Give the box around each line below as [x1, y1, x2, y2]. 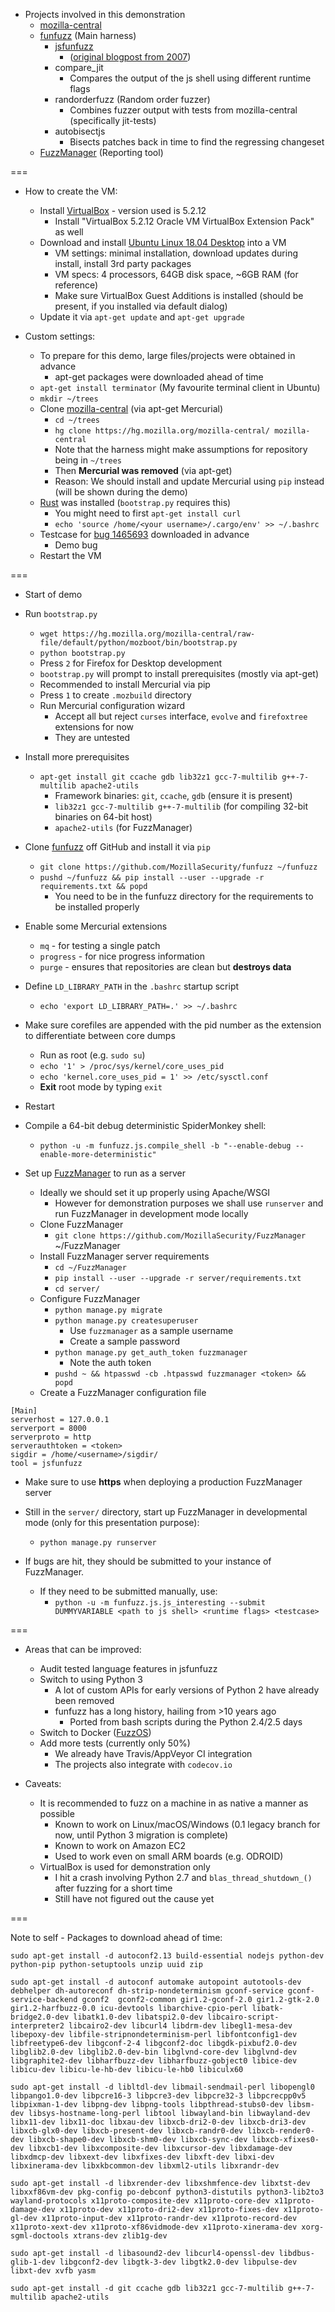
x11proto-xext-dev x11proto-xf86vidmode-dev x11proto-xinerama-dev [10, 2222, 298, 2232]
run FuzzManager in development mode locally [54, 1208, 249, 1219]
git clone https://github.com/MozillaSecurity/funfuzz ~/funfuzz [39, 862, 318, 872]
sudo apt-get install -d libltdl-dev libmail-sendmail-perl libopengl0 [10, 2082, 315, 2092]
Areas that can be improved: [24, 1644, 142, 1655]
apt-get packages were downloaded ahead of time [54, 371, 264, 383]
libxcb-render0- [247, 2126, 315, 2136]
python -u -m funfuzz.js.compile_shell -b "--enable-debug [39, 1141, 292, 1151]
